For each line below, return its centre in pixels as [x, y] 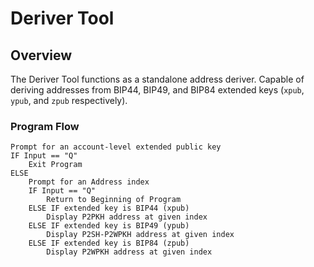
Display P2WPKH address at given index [129, 252]
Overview [41, 55]
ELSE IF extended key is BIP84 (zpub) [109, 243]
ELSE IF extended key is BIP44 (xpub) [109, 208]
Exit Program [55, 165]
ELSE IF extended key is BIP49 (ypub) [109, 226]
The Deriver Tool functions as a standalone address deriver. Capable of [157, 79]
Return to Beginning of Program [114, 200]
